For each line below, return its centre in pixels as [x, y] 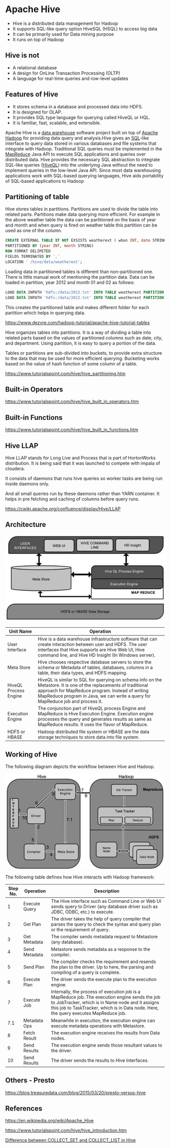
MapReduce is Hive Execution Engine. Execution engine [96, 714]
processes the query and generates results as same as [95, 719]
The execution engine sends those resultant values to [107, 1045]
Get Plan [32, 924]
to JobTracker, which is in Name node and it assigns [105, 1003]
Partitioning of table [37, 197]
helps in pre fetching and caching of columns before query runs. [73, 499]
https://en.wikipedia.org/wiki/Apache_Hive [50, 1121]
